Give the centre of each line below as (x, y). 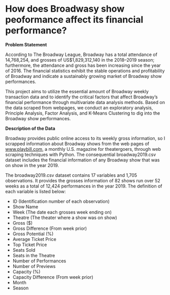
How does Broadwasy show (65, 9)
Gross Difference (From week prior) (50, 228)
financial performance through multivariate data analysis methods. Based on (85, 102)
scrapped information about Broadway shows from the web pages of (77, 144)
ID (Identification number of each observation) (61, 201)
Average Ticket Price (35, 239)
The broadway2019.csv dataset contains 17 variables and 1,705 (71, 175)
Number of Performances (39, 261)
